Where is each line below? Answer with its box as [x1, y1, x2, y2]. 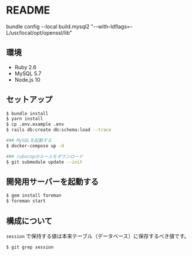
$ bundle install [6, 110, 49, 116]
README [6, 4, 50, 17]
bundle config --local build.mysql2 [6, 23, 90, 30]
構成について [6, 215, 53, 226]
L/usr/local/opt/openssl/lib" [6, 29, 72, 36]
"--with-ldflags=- [90, 23, 133, 30]
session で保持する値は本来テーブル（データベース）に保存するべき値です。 [6, 233, 190, 240]
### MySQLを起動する [6, 137, 52, 144]
